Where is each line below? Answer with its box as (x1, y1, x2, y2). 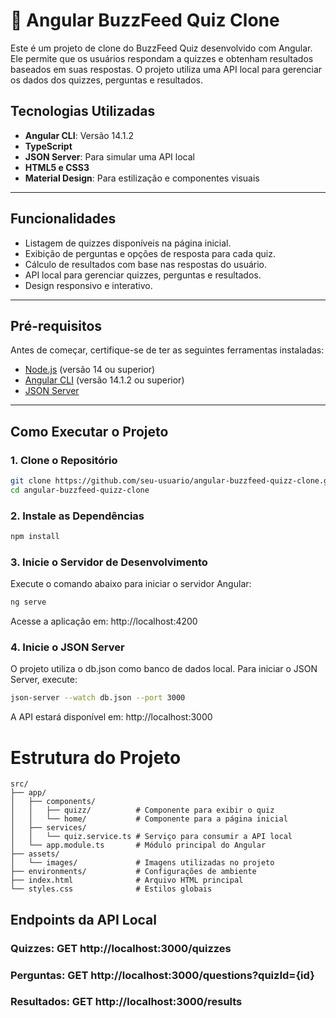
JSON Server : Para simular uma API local (24, 150, 195, 163)
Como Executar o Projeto (10, 423, 169, 440)
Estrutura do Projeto (10, 746, 182, 769)
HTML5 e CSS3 (24, 161, 90, 173)
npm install (10, 532, 60, 542)
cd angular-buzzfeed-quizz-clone (10, 485, 150, 495)
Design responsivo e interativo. (24, 279, 153, 291)
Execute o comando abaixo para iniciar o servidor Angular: (10, 578, 252, 590)
